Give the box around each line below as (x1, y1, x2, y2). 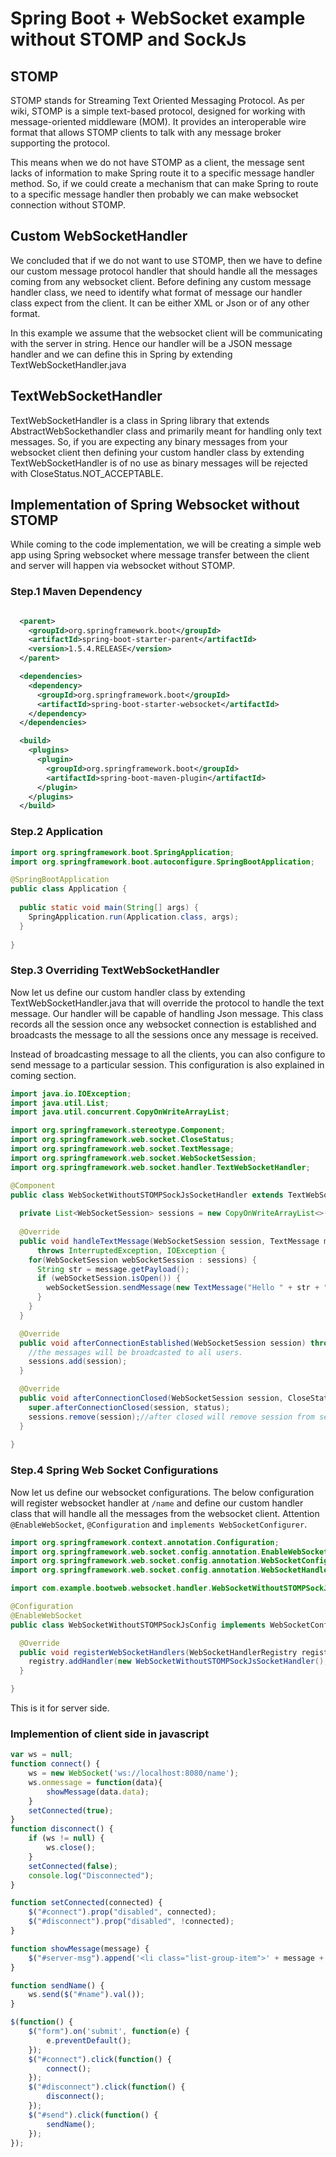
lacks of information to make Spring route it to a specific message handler (10, 167, 315, 179)
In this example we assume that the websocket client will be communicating (10, 327, 323, 339)
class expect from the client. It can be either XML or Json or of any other (10, 297, 310, 309)
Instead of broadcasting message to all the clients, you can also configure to (10, 1048, 326, 1060)
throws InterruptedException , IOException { (36, 1245, 226, 1256)
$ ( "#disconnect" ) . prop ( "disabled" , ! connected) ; (28, 1917, 235, 1927)
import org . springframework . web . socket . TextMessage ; (10, 1144, 235, 1154)
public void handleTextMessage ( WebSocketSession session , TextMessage (19, 1236, 320, 1246)
